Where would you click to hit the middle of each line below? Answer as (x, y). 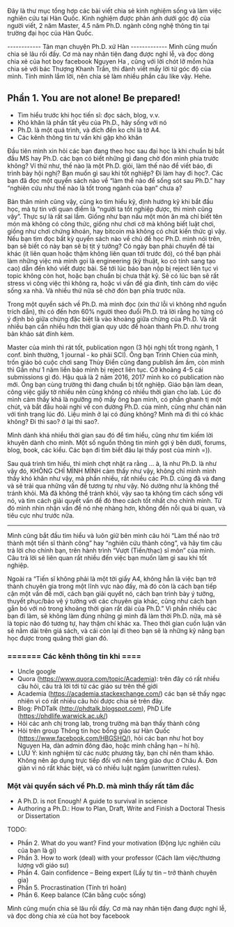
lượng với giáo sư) (43, 866)
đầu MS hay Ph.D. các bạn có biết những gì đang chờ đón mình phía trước (113, 158)
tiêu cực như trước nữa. (41, 515)
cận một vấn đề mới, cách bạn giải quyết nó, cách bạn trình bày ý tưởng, (111, 593)
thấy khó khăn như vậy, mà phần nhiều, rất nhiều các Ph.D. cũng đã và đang (116, 478)
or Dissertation (39, 816)
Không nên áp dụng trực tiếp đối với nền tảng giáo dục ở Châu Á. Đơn (117, 761)
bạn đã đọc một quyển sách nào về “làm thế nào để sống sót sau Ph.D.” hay (116, 180)
